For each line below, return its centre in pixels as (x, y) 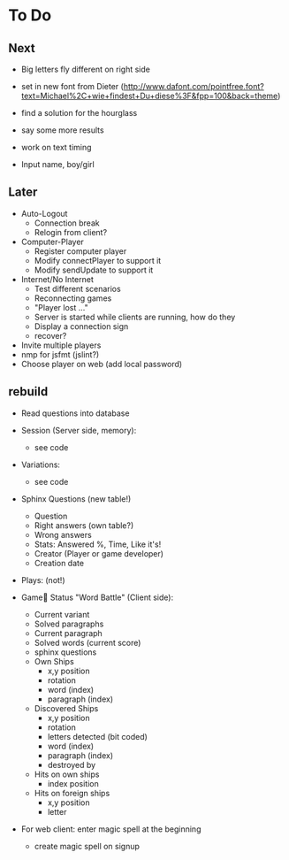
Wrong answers (63, 534)
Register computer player (80, 251)
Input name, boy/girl (57, 164)
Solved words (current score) (87, 642)
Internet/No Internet (57, 279)
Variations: (41, 465)
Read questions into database (75, 413)
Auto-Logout (44, 213)
